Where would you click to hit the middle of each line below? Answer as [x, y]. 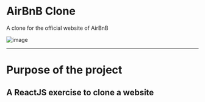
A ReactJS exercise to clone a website [80, 92]
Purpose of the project [64, 70]
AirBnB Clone [41, 11]
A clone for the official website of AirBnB [57, 28]
